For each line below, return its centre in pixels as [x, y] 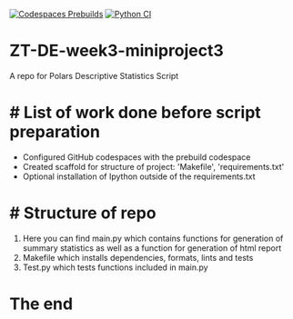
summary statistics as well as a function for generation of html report [152, 248]
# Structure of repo [83, 213]
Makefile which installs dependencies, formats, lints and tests [138, 257]
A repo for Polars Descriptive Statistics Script [94, 75]
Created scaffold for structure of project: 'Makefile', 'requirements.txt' [153, 166]
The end [41, 304]
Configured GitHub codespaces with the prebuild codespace [136, 157]
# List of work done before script [135, 113]
